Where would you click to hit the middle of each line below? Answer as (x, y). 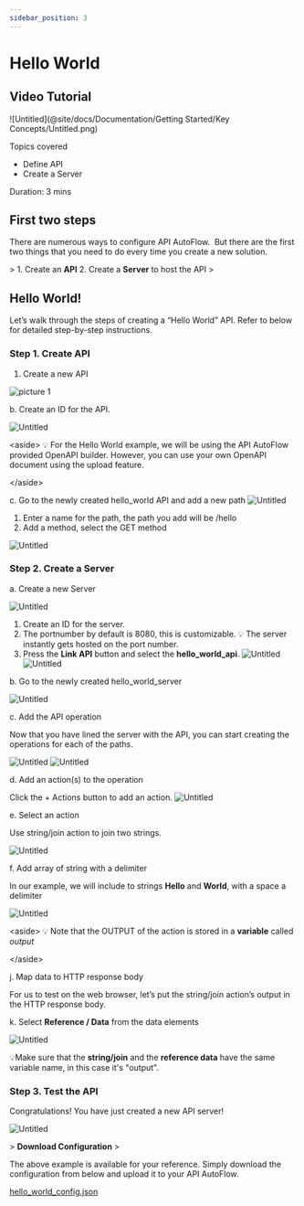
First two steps (53, 220)
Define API (43, 164)
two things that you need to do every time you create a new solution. (138, 251)
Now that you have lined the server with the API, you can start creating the (150, 734)
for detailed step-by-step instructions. (81, 330)
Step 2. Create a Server (62, 569)
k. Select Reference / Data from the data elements (104, 1021)
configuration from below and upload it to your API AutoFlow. (124, 1174)
